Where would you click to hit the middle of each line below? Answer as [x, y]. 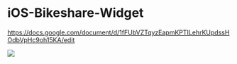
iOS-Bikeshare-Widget [76, 13]
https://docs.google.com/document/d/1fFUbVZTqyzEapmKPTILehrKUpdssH [118, 32]
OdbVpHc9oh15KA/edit [41, 39]
